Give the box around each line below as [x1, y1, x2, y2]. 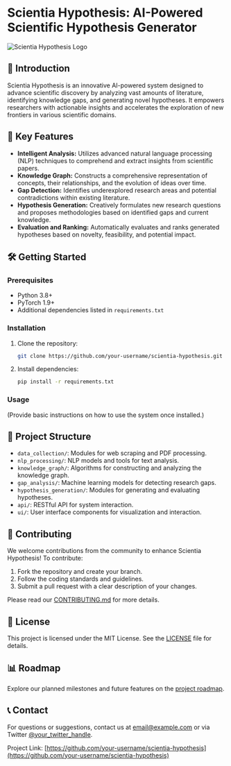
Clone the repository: [17, 339, 78, 348]
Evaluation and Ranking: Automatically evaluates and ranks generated [17, 223, 220, 231]
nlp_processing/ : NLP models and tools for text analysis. [17, 457, 179, 465]
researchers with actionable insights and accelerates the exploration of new [7, 103, 224, 112]
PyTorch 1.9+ [17, 298, 55, 307]
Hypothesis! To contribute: [7, 554, 83, 563]
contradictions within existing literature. [17, 193, 130, 202]
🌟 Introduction [7, 62, 71, 74]
